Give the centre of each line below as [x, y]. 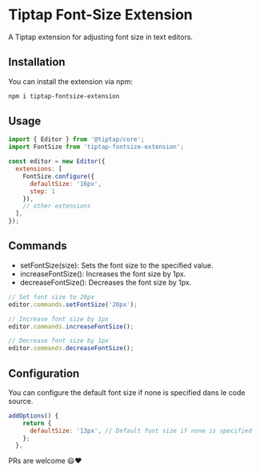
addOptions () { [34, 416]
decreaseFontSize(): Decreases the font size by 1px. [106, 282]
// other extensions [57, 206]
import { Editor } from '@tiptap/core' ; [77, 139]
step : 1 [42, 191]
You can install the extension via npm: [71, 81]
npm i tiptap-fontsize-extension [64, 96]
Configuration [44, 373]
